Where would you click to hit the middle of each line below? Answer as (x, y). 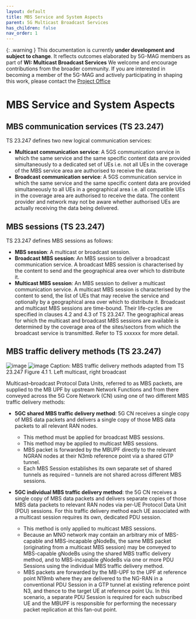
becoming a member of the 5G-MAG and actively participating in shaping (94, 75)
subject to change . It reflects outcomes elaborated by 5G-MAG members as (98, 56)
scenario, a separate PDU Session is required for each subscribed (103, 597)
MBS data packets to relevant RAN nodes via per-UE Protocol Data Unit (100, 505)
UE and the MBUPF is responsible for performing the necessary (100, 603)
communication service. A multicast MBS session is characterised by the (102, 289)
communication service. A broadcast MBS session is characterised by (99, 264)
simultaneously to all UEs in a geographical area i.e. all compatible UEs (100, 190)
